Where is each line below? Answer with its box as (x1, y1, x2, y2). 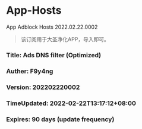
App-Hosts (6, 4, 62, 17)
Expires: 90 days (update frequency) (6, 115, 115, 123)
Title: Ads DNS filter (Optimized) (6, 51, 102, 59)
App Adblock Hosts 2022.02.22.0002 (6, 23, 98, 30)
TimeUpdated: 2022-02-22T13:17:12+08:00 (6, 99, 137, 107)
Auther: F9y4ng (6, 67, 53, 75)
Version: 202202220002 (6, 83, 80, 91)
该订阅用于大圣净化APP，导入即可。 (20, 35, 110, 42)
